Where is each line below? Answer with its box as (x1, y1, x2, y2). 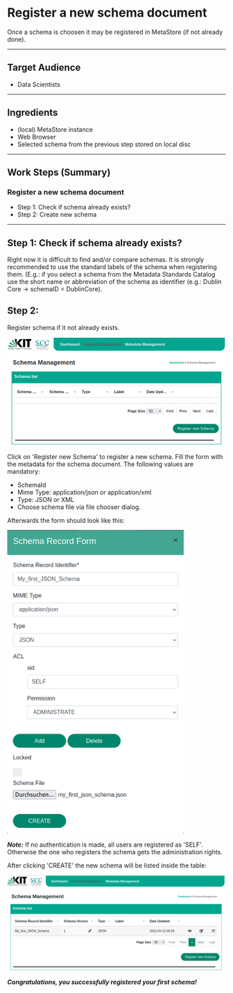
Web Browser (17, 132, 57, 141)
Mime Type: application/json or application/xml (17, 488, 152, 497)
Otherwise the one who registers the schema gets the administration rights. (7, 848, 223, 856)
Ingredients (7, 107, 58, 119)
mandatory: (7, 467, 40, 476)
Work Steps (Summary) (7, 166, 111, 178)
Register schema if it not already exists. (7, 323, 120, 331)
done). (7, 35, 26, 43)
